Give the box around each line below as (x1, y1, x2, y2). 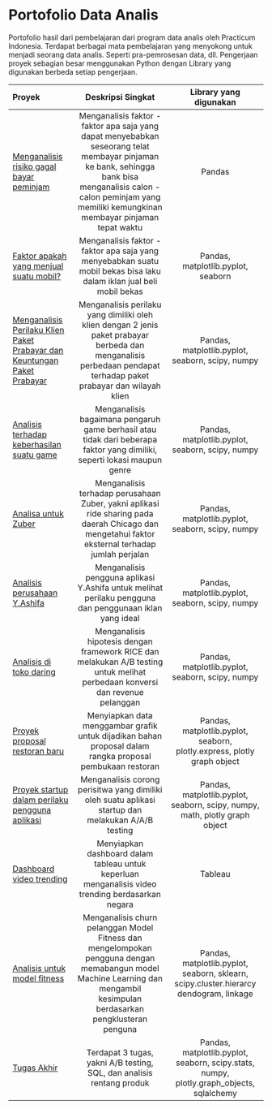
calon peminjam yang (79, 191, 161, 202)
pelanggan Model (87, 921, 154, 933)
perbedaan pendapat (79, 360, 160, 371)
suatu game (12, 449, 58, 460)
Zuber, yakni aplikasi (80, 498, 159, 509)
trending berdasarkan (79, 888, 162, 900)
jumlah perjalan (91, 548, 150, 559)
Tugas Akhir (12, 1062, 58, 1073)
